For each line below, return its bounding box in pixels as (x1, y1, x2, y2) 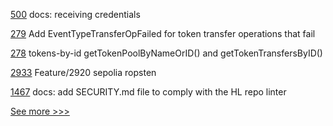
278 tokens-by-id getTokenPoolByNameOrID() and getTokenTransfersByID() (10, 47, 323, 59)
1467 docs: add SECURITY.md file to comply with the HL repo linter (10, 86, 287, 98)
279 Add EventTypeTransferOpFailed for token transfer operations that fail (10, 28, 316, 39)
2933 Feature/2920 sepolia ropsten (10, 67, 157, 78)
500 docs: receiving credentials (10, 9, 141, 20)
